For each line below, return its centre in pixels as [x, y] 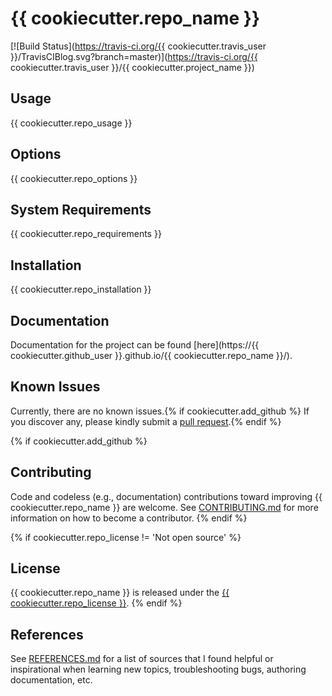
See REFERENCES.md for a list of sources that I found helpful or [142, 659]
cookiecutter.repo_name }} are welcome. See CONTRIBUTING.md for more [164, 507]
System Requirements [81, 209]
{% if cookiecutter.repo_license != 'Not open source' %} [126, 537]
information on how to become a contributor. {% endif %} [129, 518]
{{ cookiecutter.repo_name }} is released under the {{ [120, 593]
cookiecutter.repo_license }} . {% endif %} [96, 603]
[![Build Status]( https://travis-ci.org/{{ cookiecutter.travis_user [138, 46]
